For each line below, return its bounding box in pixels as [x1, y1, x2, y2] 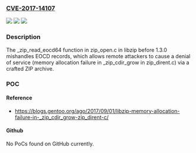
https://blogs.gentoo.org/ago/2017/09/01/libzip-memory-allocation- [14, 107, 180, 114]
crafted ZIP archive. [6, 65, 54, 72]
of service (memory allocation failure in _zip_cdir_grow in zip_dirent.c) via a [6, 59, 189, 66]
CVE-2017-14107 [6, 4, 55, 12]
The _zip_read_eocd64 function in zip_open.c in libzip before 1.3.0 [6, 46, 168, 54]
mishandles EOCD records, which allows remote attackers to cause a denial [6, 52, 191, 59]
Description [6, 33, 41, 41]
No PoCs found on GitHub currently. [6, 140, 94, 147]
